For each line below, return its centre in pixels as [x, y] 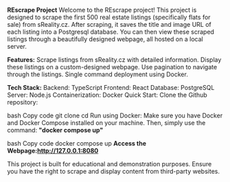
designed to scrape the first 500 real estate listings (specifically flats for [109, 17]
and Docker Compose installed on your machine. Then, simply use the [106, 123]
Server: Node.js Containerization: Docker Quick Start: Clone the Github [107, 95]
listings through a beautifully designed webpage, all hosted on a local [105, 39]
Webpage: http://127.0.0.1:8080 [53, 151]
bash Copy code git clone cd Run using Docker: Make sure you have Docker [115, 115]
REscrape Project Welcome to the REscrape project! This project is [102, 10]
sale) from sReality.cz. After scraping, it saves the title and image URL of [109, 24]
